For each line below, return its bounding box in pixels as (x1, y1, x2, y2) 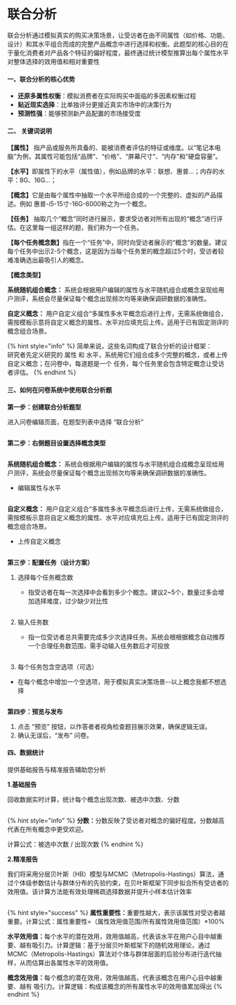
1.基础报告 (7, 780, 37, 789)
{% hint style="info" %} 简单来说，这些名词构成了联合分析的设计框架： (7, 342, 213, 350)
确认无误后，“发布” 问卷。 (17, 731, 93, 740)
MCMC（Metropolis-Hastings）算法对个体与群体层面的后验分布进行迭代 (7, 950, 216, 958)
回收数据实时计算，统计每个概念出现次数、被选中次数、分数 (7, 795, 180, 803)
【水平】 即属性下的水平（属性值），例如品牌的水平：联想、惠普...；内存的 (7, 167, 219, 176)
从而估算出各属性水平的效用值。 (19, 958, 112, 966)
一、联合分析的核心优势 (7, 74, 75, 83)
